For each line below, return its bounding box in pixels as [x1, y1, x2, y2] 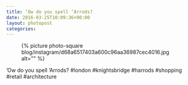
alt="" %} [21, 55, 45, 62]
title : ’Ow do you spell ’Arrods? [6, 8, 93, 15]
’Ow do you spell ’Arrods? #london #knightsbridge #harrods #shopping [6, 67, 183, 74]
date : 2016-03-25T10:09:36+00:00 [6, 14, 90, 20]
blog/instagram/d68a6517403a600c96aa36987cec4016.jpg [21, 49, 170, 56]
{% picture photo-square [21, 42, 83, 49]
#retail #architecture [6, 73, 57, 80]
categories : [6, 25, 36, 32]
